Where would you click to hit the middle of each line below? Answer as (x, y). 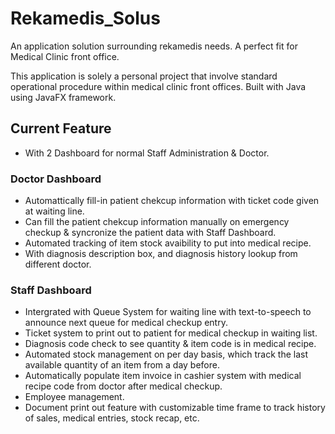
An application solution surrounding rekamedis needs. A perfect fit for (154, 46)
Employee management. (74, 397)
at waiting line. (54, 211)
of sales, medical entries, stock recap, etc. (112, 418)
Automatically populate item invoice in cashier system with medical (163, 376)
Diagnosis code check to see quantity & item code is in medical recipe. (170, 344)
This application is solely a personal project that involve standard (144, 76)
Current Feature (61, 128)
